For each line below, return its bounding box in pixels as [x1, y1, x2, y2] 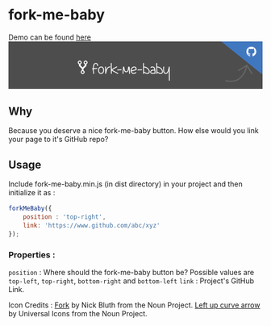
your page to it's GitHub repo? [8, 135, 109, 144]
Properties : [8, 249, 56, 260]
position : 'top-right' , [23, 213, 106, 221]
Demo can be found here [8, 32, 91, 42]
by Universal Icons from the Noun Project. [8, 309, 148, 319]
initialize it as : [8, 188, 56, 198]
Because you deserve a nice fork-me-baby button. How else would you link [8, 126, 260, 136]
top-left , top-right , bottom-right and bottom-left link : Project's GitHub [8, 276, 255, 286]
